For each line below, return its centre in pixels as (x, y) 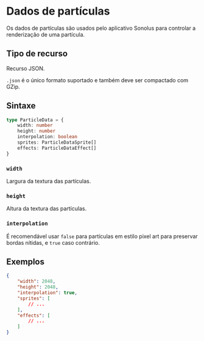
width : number (35, 125)
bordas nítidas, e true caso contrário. (53, 242)
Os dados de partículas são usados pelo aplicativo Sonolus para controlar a (101, 28)
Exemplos (25, 262)
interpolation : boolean (47, 137)
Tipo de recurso (37, 54)
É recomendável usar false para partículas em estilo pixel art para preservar (102, 236)
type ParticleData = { (35, 120)
